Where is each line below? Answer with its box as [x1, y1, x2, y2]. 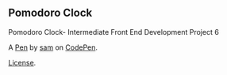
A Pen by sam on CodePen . [8, 43, 98, 52]
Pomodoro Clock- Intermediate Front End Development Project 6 [8, 27, 220, 36]
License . [8, 58, 37, 67]
